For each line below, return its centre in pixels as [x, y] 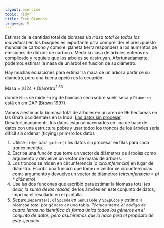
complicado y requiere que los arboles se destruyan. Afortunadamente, [77, 58]
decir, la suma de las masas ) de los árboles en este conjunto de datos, [83, 189]
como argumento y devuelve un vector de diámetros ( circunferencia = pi [85, 174]
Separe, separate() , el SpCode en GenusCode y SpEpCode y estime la [77, 200]
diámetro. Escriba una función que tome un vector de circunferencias [82, 168]
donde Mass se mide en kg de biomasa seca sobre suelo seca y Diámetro [78, 97]
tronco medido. [27, 148]
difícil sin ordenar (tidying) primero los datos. [50, 133]
